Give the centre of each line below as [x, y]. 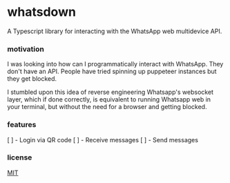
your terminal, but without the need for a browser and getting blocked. [107, 107]
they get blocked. [32, 79]
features [22, 125]
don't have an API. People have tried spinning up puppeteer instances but [112, 71]
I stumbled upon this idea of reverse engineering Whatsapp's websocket [111, 92]
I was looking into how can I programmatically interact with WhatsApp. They [115, 64]
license [20, 157]
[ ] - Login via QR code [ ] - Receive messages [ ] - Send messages [103, 139]
